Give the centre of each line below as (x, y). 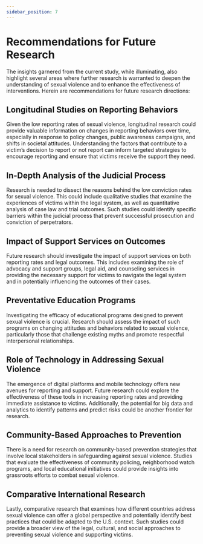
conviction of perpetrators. (40, 222)
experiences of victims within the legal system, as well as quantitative (93, 203)
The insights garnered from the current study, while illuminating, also (92, 71)
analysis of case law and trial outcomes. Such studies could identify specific (101, 209)
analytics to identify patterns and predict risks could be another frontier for (99, 410)
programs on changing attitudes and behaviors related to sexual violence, (98, 328)
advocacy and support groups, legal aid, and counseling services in (91, 269)
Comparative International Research (76, 494)
